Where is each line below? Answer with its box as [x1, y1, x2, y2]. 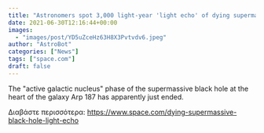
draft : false [8, 63, 51, 70]
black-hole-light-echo [8, 115, 79, 125]
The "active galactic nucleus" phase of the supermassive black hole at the [8, 84, 249, 93]
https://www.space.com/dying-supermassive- [86, 107, 237, 117]
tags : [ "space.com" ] [8, 56, 76, 63]
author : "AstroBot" [8, 41, 72, 49]
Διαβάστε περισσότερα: [8, 107, 86, 117]
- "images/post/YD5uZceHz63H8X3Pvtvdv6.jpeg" [15, 33, 167, 41]
